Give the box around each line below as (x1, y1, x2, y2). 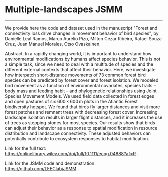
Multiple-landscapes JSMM (5, 4, 123, 15)
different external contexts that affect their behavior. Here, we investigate (5, 66, 156, 72)
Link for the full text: (5, 145, 46, 151)
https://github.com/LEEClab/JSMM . (5, 165, 79, 171)
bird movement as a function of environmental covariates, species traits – (5, 82, 156, 88)
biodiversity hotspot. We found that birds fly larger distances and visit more (5, 104, 160, 110)
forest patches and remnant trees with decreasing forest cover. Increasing (5, 109, 158, 115)
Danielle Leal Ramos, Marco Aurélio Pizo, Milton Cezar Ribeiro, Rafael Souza (5, 35, 162, 41)
